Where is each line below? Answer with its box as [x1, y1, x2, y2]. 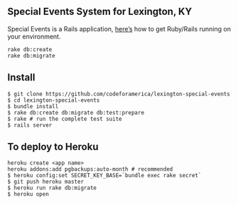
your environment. [7, 32, 61, 41]
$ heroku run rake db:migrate [7, 184, 97, 191]
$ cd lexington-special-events [7, 96, 100, 104]
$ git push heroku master [7, 178, 84, 186]
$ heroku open [7, 191, 50, 198]
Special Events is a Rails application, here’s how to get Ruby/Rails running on [7, 24, 231, 33]
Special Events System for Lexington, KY [7, 6, 193, 18]
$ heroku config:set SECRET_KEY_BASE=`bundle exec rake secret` [7, 172, 202, 179]
